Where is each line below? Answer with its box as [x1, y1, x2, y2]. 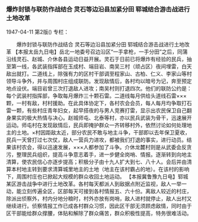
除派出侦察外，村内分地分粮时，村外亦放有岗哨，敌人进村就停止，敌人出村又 [6, 195, 192, 202]
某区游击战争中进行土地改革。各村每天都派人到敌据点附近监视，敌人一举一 [6, 180, 187, 187]
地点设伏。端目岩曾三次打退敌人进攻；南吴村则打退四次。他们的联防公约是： [6, 85, 192, 92]
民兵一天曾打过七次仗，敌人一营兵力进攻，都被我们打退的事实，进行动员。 [6, 136, 187, 143]
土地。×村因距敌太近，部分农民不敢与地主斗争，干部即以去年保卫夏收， [16, 129, 190, 136]
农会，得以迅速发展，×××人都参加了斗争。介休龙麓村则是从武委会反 [21, 144, 187, 151]
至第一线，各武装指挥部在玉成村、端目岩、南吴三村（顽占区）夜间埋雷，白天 [6, 63, 192, 70]
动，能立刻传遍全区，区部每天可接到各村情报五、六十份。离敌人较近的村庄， [6, 188, 192, 195]
